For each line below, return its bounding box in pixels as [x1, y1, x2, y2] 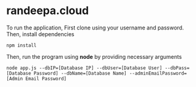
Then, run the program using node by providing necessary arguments [6, 53, 182, 60]
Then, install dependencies [6, 30, 74, 37]
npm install [6, 42, 37, 48]
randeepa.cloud [6, 4, 89, 18]
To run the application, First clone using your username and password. [6, 24, 184, 31]
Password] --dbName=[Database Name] [33, 70, 127, 77]
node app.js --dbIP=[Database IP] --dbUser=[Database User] [6, 65, 163, 71]
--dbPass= [164, 65, 190, 71]
